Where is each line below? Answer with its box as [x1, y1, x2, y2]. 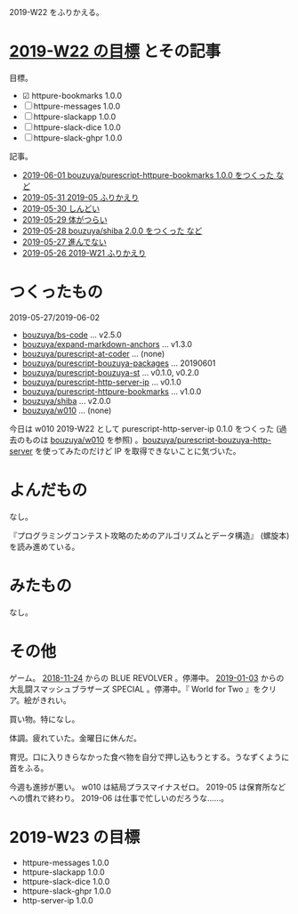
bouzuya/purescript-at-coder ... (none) [21, 348, 165, 359]
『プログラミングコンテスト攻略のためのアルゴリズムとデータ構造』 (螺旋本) [9, 530, 290, 540]
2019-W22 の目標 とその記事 [9, 42, 221, 61]
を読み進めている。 [9, 541, 80, 552]
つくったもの [9, 282, 104, 303]
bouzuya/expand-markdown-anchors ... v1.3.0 [21, 338, 193, 349]
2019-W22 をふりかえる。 [9, 7, 104, 17]
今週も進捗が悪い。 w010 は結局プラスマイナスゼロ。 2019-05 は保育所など [9, 781, 286, 792]
